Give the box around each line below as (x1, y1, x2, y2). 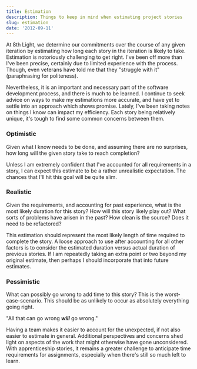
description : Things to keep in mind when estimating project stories (6, 14, 183, 20)
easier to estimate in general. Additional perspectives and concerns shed (6, 333, 183, 340)
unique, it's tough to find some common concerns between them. (6, 115, 165, 122)
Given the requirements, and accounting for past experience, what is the (6, 201, 182, 208)
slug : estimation (6, 19, 49, 25)
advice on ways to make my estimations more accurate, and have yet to (6, 97, 180, 104)
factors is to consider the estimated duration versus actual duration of (6, 244, 175, 251)
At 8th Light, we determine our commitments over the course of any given (6, 41, 185, 48)
